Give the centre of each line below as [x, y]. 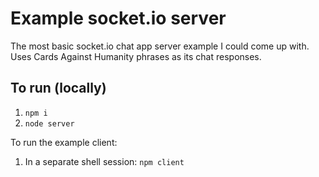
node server [49, 123]
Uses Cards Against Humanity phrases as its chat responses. [136, 56]
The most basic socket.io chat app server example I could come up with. [160, 46]
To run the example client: [64, 142]
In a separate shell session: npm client [104, 161]
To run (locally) [58, 88]
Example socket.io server [118, 18]
